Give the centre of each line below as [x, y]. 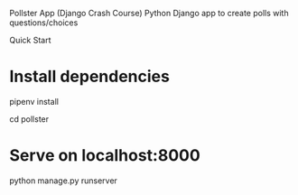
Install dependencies [89, 77]
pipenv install [34, 101]
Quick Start [30, 40]
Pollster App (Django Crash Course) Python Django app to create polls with [149, 13]
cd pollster [29, 119]
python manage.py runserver [63, 181]
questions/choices [44, 23]
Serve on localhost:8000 [105, 156]
